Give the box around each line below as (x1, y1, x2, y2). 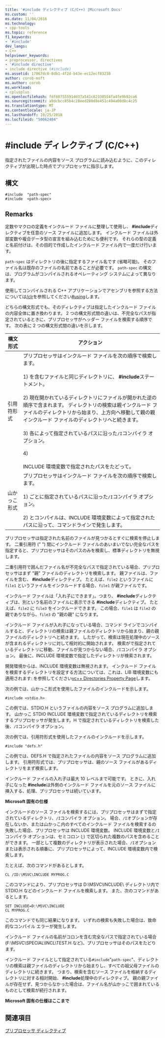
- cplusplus (5, 90, 29, 94)
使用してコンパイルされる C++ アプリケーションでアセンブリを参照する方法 (5, 287, 158, 293)
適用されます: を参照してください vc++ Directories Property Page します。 (5, 675, 153, 682)
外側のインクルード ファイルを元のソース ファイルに (50, 782, 156, 788)
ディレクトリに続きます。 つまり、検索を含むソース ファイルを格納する (5, 969, 149, 975)
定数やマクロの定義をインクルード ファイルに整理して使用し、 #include (5, 223, 151, 229)
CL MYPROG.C (5, 908, 29, 913)
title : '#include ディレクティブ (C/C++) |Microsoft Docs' (5, 7, 123, 12)
